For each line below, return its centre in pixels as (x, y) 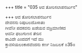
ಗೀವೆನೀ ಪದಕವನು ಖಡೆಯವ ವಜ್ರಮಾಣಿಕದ (36, 28)
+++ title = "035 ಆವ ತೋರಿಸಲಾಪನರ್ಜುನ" (41, 7)
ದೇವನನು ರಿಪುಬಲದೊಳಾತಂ (25, 22)
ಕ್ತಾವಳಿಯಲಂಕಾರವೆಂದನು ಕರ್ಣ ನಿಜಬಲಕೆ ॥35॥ (40, 44)
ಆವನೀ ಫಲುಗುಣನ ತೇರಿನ (23, 33)
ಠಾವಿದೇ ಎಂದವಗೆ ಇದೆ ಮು (24, 39)
